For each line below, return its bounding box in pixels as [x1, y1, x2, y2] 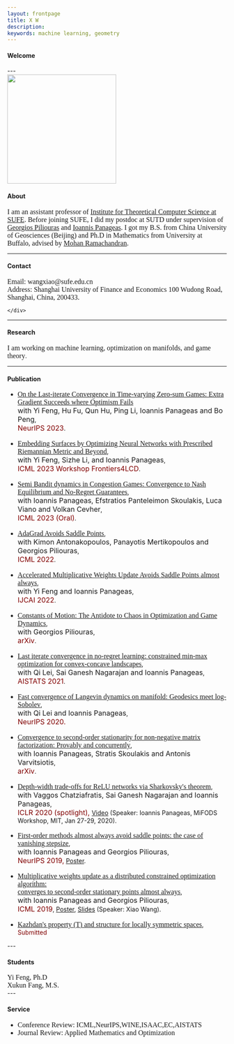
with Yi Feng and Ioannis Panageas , [17, 587, 134, 596]
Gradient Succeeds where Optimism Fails [17, 398, 134, 406]
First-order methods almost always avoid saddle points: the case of [17, 832, 203, 840]
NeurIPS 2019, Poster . [17, 856, 86, 866]
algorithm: [17, 880, 47, 888]
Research [7, 328, 36, 337]
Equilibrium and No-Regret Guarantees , [17, 488, 130, 497]
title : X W [7, 17, 39, 24]
